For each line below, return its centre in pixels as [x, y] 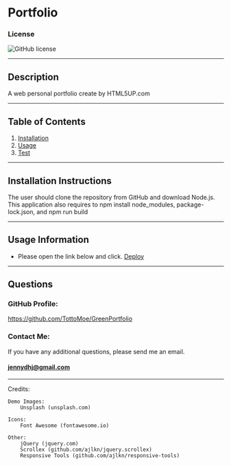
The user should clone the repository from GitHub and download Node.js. [111, 197]
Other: [17, 437]
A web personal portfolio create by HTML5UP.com [79, 93]
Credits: [19, 388]
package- [190, 205]
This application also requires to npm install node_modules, [92, 205]
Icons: [17, 419]
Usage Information [49, 240]
